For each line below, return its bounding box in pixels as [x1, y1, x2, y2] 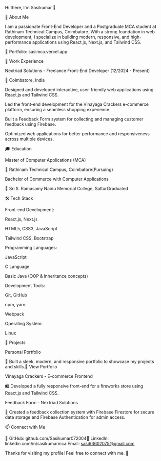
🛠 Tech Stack [5, 195, 33, 201]
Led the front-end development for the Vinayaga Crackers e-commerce [5, 101, 149, 107]
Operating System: [5, 321, 43, 326]
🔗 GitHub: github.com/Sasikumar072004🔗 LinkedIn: [5, 436, 109, 441]
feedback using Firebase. [5, 121, 56, 127]
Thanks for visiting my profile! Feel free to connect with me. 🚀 [5, 450, 129, 456]
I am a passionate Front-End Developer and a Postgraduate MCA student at [5, 24, 157, 29]
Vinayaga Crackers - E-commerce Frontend [5, 373, 93, 379]
